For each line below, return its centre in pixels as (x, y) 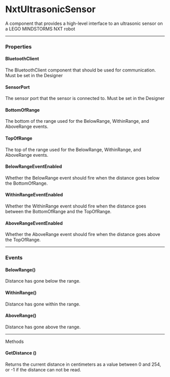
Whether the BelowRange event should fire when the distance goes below (82, 178)
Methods (15, 341)
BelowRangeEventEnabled (34, 166)
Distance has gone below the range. (43, 281)
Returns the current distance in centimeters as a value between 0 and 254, (83, 364)
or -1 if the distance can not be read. (43, 370)
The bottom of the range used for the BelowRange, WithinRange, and (77, 121)
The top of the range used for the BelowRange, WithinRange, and (73, 149)
